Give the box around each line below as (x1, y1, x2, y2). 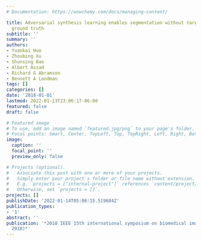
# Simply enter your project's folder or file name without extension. (6, 175, 195, 182)
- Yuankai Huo (6, 47, 42, 54)
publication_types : (6, 203, 55, 209)
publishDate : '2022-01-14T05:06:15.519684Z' (6, 198, 120, 204)
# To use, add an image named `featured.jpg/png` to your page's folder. (6, 126, 195, 132)
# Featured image (6, 120, 50, 126)
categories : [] (6, 87, 44, 93)
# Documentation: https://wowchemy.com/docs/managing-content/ (6, 8, 168, 15)
